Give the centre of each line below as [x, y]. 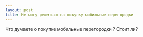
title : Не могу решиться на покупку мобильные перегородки [69, 15]
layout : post [19, 10]
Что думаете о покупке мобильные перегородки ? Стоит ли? [72, 29]
